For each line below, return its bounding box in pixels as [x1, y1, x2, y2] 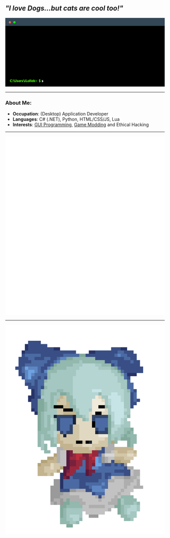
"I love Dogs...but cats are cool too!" [5, 4, 123, 13]
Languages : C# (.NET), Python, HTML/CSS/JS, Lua [12, 116, 120, 123]
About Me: [5, 99, 32, 106]
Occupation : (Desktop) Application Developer [12, 111, 109, 117]
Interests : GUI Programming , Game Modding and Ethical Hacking [12, 122, 149, 128]
